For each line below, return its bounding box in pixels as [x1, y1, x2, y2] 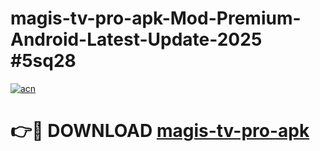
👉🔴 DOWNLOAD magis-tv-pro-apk [10, 120, 310, 142]
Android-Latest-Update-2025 [10, 28, 263, 51]
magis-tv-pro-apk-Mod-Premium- [10, 7, 302, 30]
